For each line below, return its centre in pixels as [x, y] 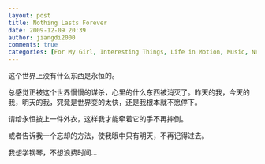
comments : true [33, 45]
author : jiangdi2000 [42, 37]
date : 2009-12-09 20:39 [47, 30]
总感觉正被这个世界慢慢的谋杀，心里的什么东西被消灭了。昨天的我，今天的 [129, 92]
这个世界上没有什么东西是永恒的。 [63, 75]
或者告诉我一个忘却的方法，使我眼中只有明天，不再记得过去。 [108, 136]
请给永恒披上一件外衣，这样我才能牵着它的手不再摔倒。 [98, 119]
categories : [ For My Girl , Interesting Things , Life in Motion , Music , [128, 52]
